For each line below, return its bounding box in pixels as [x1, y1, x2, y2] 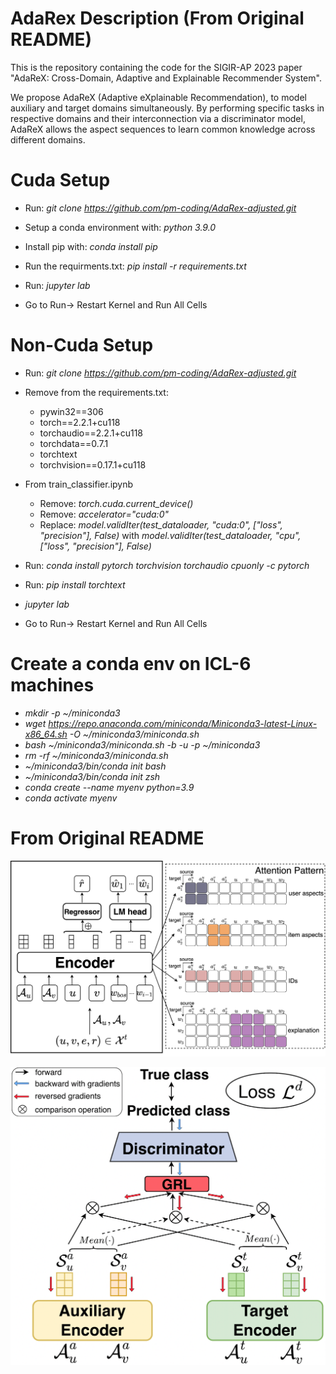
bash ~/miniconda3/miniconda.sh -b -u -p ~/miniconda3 [24, 738, 261, 751]
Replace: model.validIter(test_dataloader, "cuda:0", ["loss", [39, 518, 283, 531]
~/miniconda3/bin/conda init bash [24, 760, 167, 772]
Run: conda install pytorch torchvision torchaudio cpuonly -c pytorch [24, 559, 310, 571]
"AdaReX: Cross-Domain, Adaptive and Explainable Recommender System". [10, 72, 322, 84]
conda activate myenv [24, 792, 118, 804]
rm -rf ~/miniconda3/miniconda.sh [24, 749, 169, 761]
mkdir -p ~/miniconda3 [24, 707, 121, 719]
